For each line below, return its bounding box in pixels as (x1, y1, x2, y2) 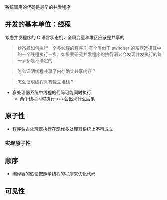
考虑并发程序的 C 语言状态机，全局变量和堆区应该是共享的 (5, 34, 125, 40)
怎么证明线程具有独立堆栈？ (17, 79, 75, 85)
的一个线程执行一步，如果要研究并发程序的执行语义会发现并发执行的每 (17, 51, 162, 57)
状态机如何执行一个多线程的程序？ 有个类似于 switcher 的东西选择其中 (17, 45, 161, 51)
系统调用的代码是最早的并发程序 (5, 4, 71, 10)
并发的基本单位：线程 (5, 20, 71, 29)
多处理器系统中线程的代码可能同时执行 (12, 89, 91, 95)
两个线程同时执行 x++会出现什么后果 (19, 95, 95, 101)
